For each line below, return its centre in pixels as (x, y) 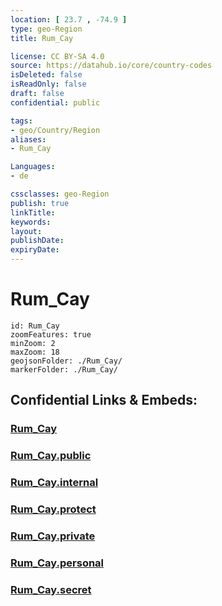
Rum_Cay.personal (57, 563)
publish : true (40, 203)
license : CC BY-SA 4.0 (57, 56)
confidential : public (55, 102)
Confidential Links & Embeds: (104, 400)
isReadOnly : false (48, 84)
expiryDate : (35, 250)
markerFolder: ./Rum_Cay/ (64, 369)
